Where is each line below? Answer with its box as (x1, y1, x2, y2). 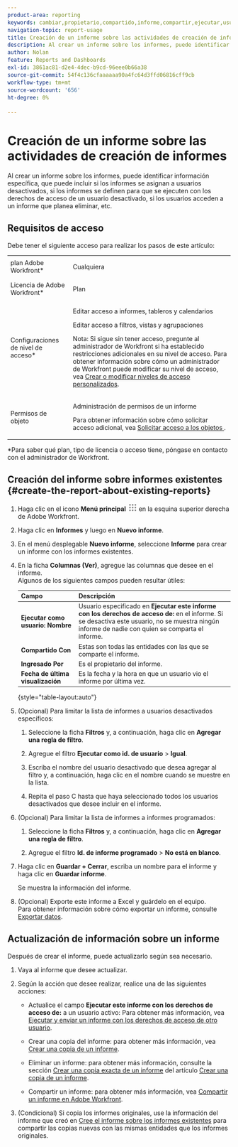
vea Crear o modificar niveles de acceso (72, 372, 191, 381)
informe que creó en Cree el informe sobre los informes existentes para (17, 1116, 227, 1124)
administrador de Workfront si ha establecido (72, 342, 205, 351)
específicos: (17, 714, 54, 723)
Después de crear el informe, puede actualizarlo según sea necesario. (7, 952, 212, 960)
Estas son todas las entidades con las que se (78, 642, 209, 650)
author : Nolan (7, 49, 50, 56)
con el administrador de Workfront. (7, 453, 110, 461)
